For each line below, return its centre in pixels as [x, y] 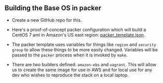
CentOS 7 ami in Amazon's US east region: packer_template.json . [78, 35]
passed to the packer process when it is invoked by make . [70, 55]
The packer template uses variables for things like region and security [84, 44]
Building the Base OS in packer [53, 8]
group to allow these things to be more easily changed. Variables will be [85, 49]
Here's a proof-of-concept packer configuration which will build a [79, 30]
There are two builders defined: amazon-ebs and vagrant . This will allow [84, 64]
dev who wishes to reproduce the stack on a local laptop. [70, 75]
